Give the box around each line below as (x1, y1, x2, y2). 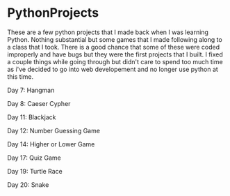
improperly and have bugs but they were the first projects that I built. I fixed (7, 50, 224, 59)
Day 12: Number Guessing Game (7, 126, 101, 135)
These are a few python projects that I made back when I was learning (7, 28, 208, 36)
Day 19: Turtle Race (7, 167, 63, 175)
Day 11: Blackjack (7, 113, 56, 121)
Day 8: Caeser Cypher (7, 99, 71, 107)
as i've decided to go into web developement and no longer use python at (7, 65, 219, 73)
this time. (7, 72, 34, 81)
